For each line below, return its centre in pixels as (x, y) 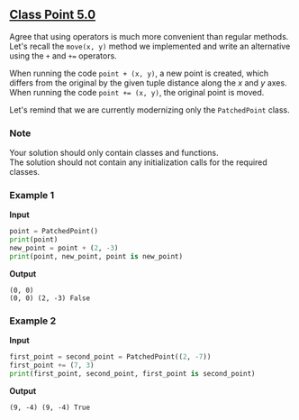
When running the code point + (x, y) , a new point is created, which (139, 73)
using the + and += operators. (63, 55)
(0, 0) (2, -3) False (50, 298)
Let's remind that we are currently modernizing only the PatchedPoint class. (149, 110)
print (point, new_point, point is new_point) (96, 257)
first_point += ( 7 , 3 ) (52, 365)
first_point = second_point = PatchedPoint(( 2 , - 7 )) (110, 357)
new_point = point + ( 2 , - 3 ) (64, 248)
